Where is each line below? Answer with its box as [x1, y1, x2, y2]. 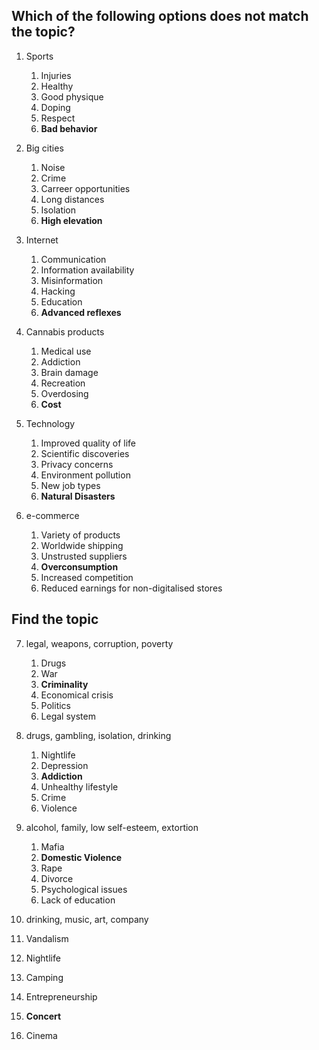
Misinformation [40, 274, 104, 286]
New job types [40, 479, 101, 491]
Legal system [40, 710, 96, 722]
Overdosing [40, 387, 89, 399]
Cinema [25, 1029, 58, 1041]
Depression [40, 759, 89, 771]
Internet [25, 234, 59, 246]
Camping [25, 971, 64, 983]
